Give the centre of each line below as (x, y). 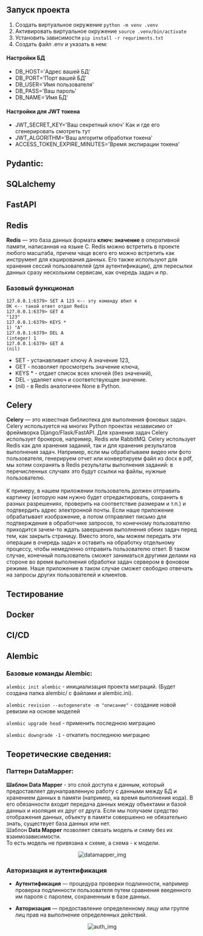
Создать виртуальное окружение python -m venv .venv (87, 24)
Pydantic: (25, 163)
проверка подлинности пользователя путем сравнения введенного (103, 890)
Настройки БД (26, 58)
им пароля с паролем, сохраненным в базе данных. (83, 896)
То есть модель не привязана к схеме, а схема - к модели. (83, 843)
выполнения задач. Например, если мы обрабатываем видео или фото (99, 452)
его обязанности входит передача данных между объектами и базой (96, 804)
